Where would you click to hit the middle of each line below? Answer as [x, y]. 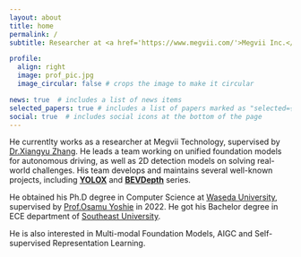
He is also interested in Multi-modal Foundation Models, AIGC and [131, 234]
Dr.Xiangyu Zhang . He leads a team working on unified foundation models [146, 151]
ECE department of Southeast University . [85, 217]
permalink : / [34, 34]
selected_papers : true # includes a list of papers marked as [128, 108]
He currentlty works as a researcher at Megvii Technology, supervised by [145, 142]
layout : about [36, 17]
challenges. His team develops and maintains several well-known [152, 170]
